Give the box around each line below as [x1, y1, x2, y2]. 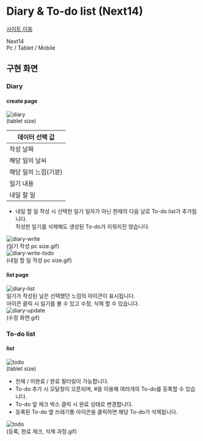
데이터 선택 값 [17, 133, 55, 141]
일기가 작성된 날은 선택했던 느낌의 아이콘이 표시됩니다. [6, 292, 136, 300]
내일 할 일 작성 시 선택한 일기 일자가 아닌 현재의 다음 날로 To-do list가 [15, 208, 181, 215]
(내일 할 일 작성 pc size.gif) [6, 257, 72, 264]
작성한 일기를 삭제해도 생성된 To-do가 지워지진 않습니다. [15, 223, 150, 230]
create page [6, 97, 38, 105]
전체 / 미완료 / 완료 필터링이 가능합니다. [15, 377, 109, 385]
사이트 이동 [6, 25, 33, 32]
